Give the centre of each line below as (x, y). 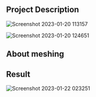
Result (18, 74)
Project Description (43, 10)
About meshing (35, 54)
